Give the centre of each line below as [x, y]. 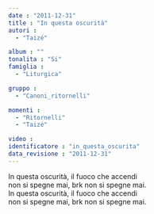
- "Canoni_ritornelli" [53, 96]
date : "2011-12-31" [42, 15]
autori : [23, 30]
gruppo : [23, 88]
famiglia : [26, 67]
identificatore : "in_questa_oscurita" [74, 147]
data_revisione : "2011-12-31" [60, 154]
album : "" [26, 52]
